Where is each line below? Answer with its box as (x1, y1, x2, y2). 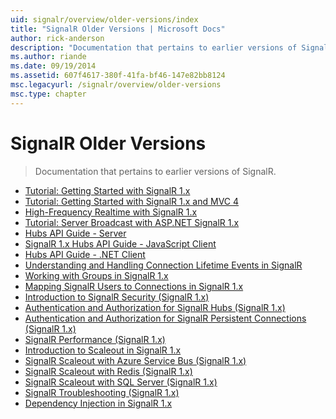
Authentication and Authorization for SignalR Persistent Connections (24, 312, 307, 324)
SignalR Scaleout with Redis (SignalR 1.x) (24, 365, 193, 377)
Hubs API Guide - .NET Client (24, 248, 146, 260)
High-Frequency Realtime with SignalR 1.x (24, 206, 198, 218)
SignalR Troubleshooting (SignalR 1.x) (24, 386, 180, 398)
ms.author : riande (10, 52, 87, 62)
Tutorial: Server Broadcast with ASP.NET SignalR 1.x (24, 216, 240, 228)
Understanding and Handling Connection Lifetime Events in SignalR (24, 259, 303, 271)
